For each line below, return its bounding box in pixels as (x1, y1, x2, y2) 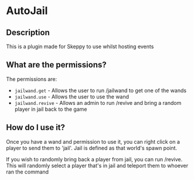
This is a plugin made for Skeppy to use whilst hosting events (6, 43, 154, 50)
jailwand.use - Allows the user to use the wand (14, 93, 130, 100)
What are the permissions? (6, 60, 107, 70)
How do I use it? (6, 123, 66, 133)
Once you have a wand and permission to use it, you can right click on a (6, 138, 181, 145)
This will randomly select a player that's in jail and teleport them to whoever (6, 162, 189, 169)
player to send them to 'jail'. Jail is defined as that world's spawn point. (6, 144, 178, 151)
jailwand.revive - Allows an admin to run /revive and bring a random (14, 99, 182, 106)
